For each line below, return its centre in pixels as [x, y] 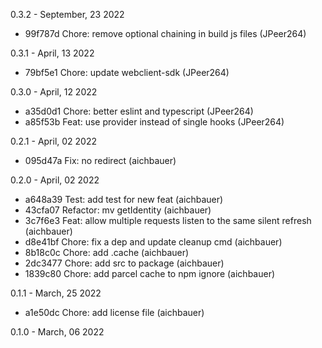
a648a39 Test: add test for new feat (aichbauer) [124, 199]
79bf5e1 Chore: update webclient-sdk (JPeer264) [127, 72]
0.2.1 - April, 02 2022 [54, 141]
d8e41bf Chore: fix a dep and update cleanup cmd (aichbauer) [153, 242]
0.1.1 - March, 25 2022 [56, 293]
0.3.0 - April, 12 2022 [54, 92]
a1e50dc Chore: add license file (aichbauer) [114, 312]
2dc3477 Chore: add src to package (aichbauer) [124, 263]
